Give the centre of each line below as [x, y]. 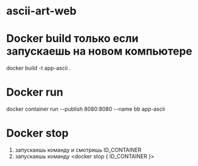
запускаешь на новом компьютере [99, 51]
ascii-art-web [41, 11]
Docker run [35, 92]
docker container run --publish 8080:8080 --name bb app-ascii [86, 109]
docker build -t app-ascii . [39, 68]
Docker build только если [72, 39]
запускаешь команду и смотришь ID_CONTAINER [78, 150]
